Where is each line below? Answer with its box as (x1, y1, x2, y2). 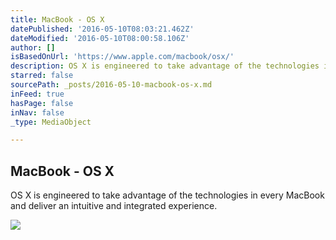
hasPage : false (10, 98, 74, 108)
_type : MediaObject (10, 117, 92, 127)
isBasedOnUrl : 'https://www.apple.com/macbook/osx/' (10, 52, 235, 62)
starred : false (10, 71, 74, 81)
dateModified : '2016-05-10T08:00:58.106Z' (10, 33, 190, 43)
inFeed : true (10, 89, 65, 99)
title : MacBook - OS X (10, 14, 105, 25)
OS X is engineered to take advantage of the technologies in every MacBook (10, 189, 325, 201)
